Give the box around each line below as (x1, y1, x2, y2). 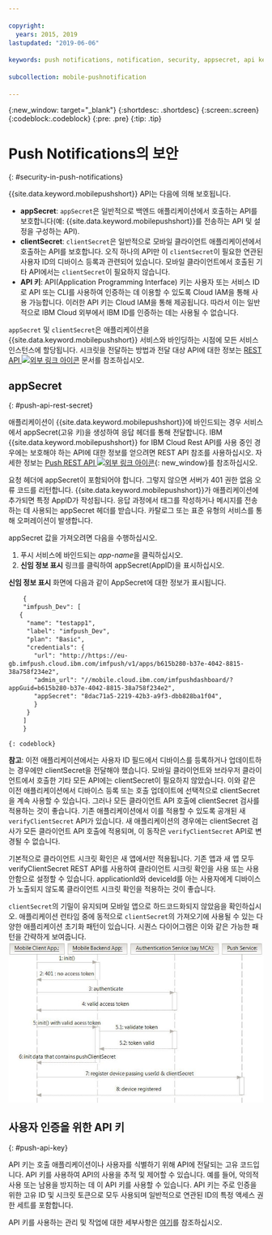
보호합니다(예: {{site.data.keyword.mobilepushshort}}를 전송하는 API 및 (19, 216, 253, 226)
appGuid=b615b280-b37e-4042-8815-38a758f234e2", (8, 684, 176, 693)
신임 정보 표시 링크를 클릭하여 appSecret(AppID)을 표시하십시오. (19, 560, 225, 570)
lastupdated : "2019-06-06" (8, 39, 100, 47)
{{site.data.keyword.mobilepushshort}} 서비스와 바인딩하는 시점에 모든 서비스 (8, 335, 259, 344)
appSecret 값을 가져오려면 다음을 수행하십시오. (8, 533, 158, 543)
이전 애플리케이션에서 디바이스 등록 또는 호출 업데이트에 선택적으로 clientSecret (8, 786, 261, 796)
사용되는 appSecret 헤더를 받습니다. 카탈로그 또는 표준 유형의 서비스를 (32, 506, 254, 516)
